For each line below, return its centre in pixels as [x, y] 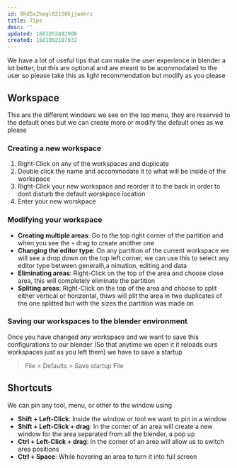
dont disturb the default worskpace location [81, 194]
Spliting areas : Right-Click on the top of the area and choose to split [117, 288]
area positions [38, 449]
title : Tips [25, 21]
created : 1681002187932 [42, 40]
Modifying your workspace [55, 220]
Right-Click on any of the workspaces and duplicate [93, 164]
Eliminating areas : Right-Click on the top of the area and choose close [121, 273]
